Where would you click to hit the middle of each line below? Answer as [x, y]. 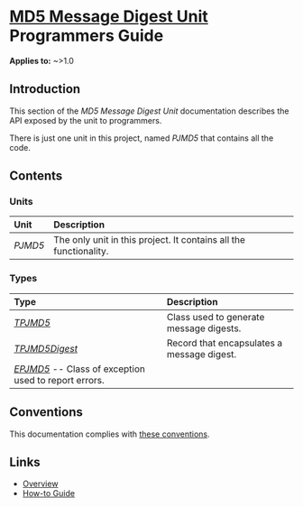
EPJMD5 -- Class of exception [80, 369]
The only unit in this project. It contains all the [150, 240]
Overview [40, 484]
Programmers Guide [87, 36]
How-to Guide [48, 493]
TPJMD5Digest [46, 348]
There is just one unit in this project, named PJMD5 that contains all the [142, 138]
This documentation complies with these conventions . [110, 434]
